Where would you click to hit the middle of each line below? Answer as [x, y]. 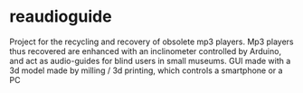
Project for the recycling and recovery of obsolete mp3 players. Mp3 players [151, 42]
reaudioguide [61, 17]
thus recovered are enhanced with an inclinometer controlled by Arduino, [146, 51]
